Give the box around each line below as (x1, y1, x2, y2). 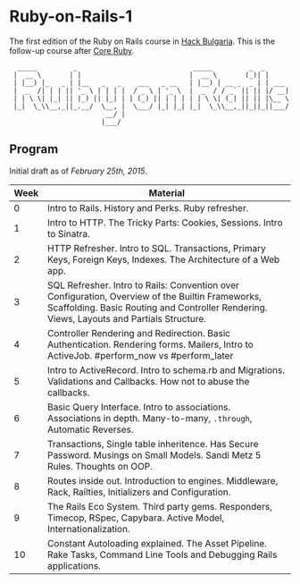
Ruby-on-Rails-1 (9, 6, 133, 27)
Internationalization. (47, 522, 131, 535)
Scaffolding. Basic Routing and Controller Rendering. (47, 301, 268, 314)
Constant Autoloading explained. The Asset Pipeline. (47, 537, 268, 549)
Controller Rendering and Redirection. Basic (47, 326, 230, 339)
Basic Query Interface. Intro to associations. (47, 401, 231, 413)
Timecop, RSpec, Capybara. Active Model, (47, 512, 225, 524)
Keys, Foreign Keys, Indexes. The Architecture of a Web (47, 253, 280, 266)
